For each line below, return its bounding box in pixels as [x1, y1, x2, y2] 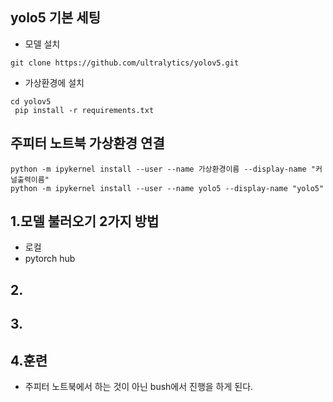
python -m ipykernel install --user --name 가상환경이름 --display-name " [10, 164, 317, 174]
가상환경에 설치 [24, 76, 85, 88]
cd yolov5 [10, 96, 52, 107]
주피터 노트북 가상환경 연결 [10, 135, 165, 152]
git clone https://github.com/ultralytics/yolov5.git [10, 58, 240, 68]
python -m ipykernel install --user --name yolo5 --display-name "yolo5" [10, 183, 325, 193]
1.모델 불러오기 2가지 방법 [10, 213, 160, 230]
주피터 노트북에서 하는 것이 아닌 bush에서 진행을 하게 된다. [24, 381, 254, 393]
